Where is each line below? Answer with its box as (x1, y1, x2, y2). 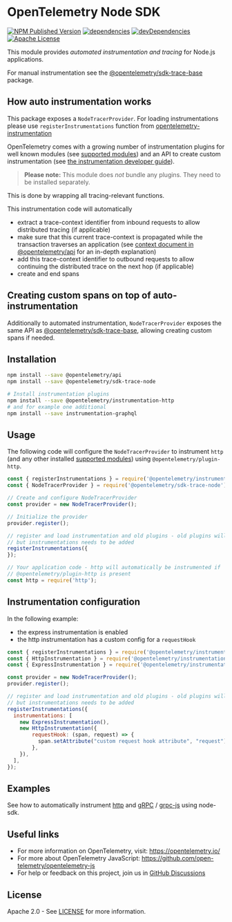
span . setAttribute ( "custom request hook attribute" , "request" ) (37, 738, 227, 745)
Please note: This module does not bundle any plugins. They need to (23, 170, 221, 178)
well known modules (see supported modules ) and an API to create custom (7, 149, 221, 158)
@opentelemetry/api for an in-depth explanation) (17, 247, 157, 256)
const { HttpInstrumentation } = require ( (7, 655, 131, 662)
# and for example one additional (7, 403, 107, 410)
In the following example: (7, 614, 79, 623)
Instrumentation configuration (7, 596, 140, 608)
